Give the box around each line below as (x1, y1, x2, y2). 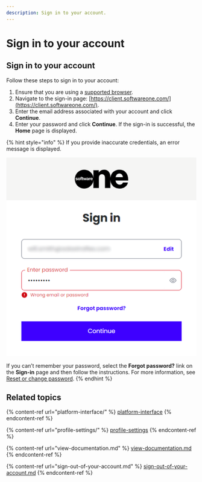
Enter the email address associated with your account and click (14, 108, 173, 115)
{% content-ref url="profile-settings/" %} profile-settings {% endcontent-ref (6, 426, 197, 434)
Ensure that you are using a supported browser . (14, 88, 134, 96)
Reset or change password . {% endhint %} (6, 375, 113, 382)
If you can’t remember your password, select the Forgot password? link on (6, 362, 193, 369)
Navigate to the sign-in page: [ (14, 94, 92, 102)
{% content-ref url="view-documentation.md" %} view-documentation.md (6, 445, 192, 452)
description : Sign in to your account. (6, 10, 107, 16)
